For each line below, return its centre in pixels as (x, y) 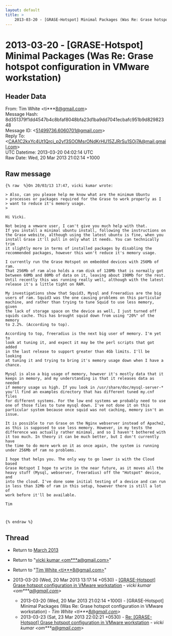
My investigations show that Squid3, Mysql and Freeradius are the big (83, 293)
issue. (12, 415)
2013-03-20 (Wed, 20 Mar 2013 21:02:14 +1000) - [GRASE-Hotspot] (92, 601)
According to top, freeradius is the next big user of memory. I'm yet (83, 334)
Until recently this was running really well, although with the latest (84, 280)
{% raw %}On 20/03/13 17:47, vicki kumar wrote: (59, 186)
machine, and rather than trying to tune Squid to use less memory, (80, 302)
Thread (17, 538)
